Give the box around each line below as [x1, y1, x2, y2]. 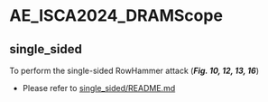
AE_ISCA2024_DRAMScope [9, 5, 224, 26]
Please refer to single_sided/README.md [22, 83, 176, 93]
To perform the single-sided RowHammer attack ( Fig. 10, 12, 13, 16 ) [9, 65, 260, 76]
